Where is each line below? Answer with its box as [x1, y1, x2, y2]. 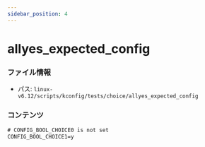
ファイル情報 [7, 67, 52, 77]
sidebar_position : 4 [7, 10, 69, 18]
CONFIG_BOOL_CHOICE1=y [7, 134, 74, 141]
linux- [33, 86, 53, 93]
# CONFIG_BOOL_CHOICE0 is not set [7, 127, 110, 134]
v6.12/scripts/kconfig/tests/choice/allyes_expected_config [17, 93, 199, 100]
